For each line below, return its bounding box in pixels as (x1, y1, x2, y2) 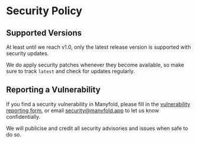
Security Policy (6, 4, 83, 18)
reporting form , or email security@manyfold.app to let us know (6, 107, 160, 114)
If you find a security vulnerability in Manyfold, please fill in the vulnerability (6, 100, 190, 107)
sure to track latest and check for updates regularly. (6, 68, 135, 75)
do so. (6, 131, 22, 138)
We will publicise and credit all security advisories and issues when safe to (6, 125, 188, 132)
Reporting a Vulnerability (6, 85, 101, 95)
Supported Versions (6, 28, 82, 38)
